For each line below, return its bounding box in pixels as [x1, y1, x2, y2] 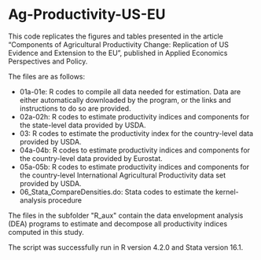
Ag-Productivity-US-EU [8, 5, 167, 24]
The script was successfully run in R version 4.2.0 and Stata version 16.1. [8, 242, 244, 252]
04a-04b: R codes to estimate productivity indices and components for [19, 145, 250, 155]
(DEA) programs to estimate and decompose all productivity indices [8, 218, 228, 229]
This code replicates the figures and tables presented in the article [8, 31, 224, 41]
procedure [48, 195, 83, 205]
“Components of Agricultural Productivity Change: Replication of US [8, 39, 230, 49]
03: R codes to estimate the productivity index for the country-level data [19, 128, 254, 138]
